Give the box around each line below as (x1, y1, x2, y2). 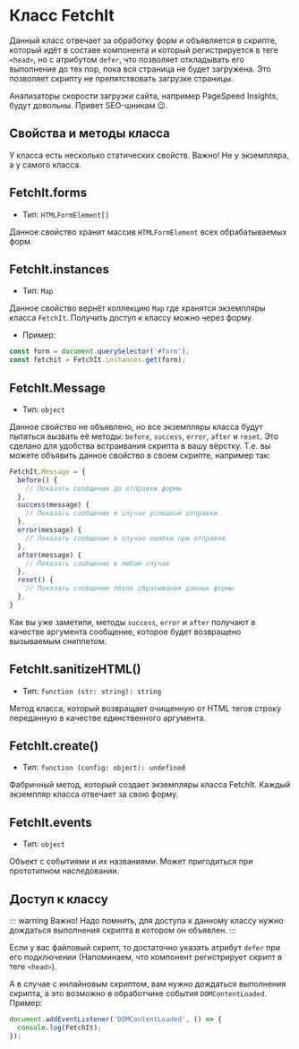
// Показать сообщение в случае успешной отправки (25, 509, 218, 518)
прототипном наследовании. (9, 865, 120, 876)
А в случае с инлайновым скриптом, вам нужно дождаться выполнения (9, 978, 286, 990)
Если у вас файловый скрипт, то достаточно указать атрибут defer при (9, 942, 280, 953)
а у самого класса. (9, 159, 82, 170)
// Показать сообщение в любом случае (25, 559, 170, 568)
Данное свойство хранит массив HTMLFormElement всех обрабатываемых (9, 226, 287, 237)
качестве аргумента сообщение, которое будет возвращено (9, 626, 242, 637)
